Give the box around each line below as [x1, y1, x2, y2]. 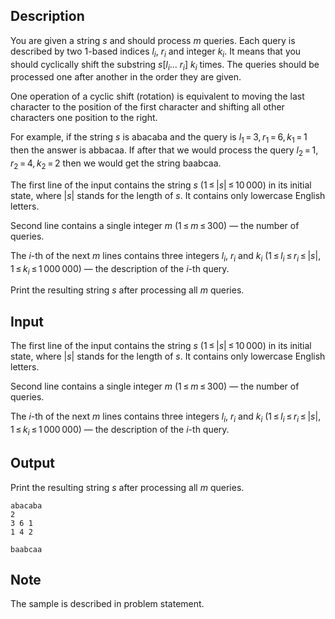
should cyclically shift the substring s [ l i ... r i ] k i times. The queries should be [10, 58, 320, 73]
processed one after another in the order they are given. [10, 71, 242, 83]
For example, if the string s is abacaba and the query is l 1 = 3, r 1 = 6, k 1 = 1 [10, 131, 308, 146]
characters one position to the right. [10, 112, 158, 124]
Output [10, 455, 55, 472]
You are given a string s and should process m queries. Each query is [10, 34, 296, 46]
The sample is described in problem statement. [10, 598, 205, 610]
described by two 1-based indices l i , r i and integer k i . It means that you [10, 45, 302, 59]
